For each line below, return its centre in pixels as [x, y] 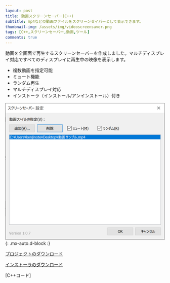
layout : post [19, 11]
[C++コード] [18, 275]
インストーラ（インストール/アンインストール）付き [66, 96]
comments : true [21, 38]
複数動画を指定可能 [33, 70]
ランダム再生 [26, 83]
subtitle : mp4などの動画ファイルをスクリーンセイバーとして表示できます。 [74, 21]
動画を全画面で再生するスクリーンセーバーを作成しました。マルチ [74, 53]
